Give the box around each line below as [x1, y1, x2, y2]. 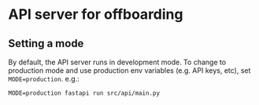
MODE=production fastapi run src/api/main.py [8, 89, 160, 97]
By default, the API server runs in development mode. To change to [8, 57, 227, 67]
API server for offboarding [8, 5, 183, 24]
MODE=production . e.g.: [8, 74, 80, 83]
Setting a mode [8, 37, 84, 50]
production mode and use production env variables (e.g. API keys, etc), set [8, 66, 251, 75]
